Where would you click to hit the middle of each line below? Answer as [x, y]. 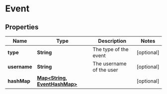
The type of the [111, 49]
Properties [22, 27]
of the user [105, 70]
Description [112, 41]
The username [110, 64]
